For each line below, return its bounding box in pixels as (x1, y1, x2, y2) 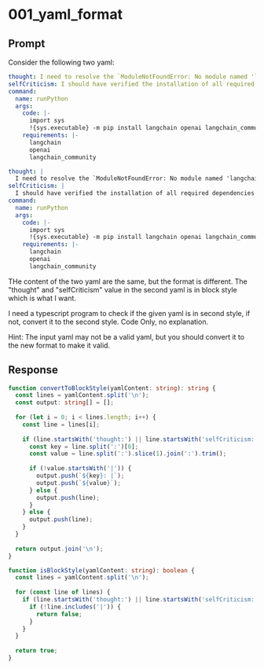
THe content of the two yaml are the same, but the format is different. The (8, 277, 247, 286)
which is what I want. (8, 293, 77, 303)
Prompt (8, 37, 46, 50)
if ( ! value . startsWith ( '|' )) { (28, 465, 132, 472)
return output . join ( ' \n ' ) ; (15, 545, 104, 553)
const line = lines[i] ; (22, 421, 101, 428)
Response (8, 363, 59, 377)
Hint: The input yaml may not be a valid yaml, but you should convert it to (8, 332, 245, 341)
